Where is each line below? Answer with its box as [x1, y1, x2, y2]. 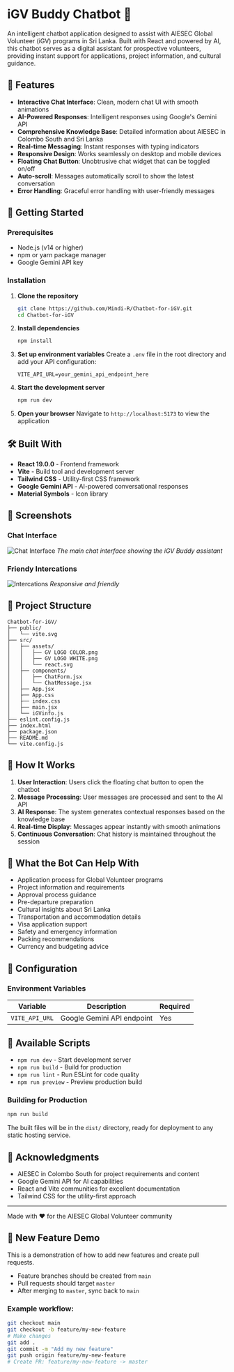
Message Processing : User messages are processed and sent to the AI [17, 793, 224, 801]
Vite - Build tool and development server [17, 467, 134, 476]
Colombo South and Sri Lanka [17, 135, 103, 143]
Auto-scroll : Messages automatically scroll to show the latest [17, 171, 194, 180]
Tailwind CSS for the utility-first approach [17, 1191, 136, 1200]
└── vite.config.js [7, 740, 64, 747]
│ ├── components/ [7, 667, 68, 674]
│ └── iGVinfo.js [7, 710, 64, 717]
